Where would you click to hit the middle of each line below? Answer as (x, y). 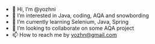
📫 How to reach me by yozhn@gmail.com (65, 35)
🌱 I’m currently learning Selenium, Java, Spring (70, 22)
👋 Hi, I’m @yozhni (34, 9)
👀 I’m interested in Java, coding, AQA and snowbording (81, 15)
